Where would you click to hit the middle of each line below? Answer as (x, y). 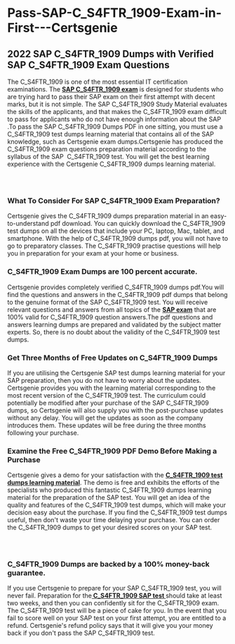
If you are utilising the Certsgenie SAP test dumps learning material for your (116, 373)
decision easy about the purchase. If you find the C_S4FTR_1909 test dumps (117, 512)
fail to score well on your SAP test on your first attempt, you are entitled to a (117, 618)
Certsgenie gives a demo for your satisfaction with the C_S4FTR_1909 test (115, 475)
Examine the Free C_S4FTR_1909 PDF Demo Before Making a (112, 450)
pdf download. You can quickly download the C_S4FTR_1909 (138, 224)
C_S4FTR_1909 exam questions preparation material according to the (107, 149)
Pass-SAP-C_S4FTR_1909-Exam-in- (115, 13)
